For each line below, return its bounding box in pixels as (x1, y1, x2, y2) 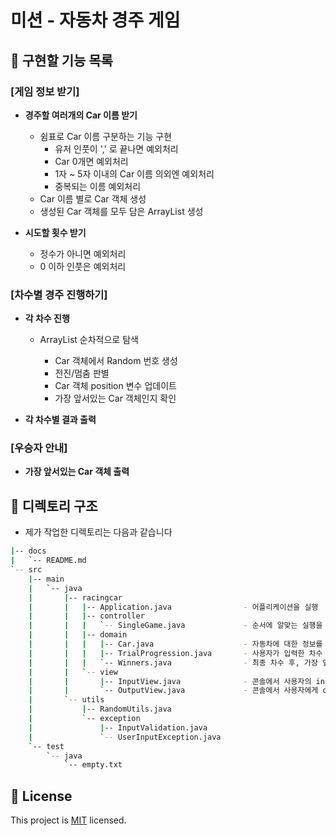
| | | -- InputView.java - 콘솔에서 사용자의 (28, 676, 312, 686)
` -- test (28, 741, 65, 751)
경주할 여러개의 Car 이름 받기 (24, 109, 138, 121)
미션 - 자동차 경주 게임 (10, 9, 181, 32)
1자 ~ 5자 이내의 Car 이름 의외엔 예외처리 (54, 167, 215, 180)
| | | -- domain (28, 630, 128, 640)
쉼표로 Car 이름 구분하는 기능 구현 (39, 130, 173, 142)
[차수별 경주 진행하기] (10, 287, 108, 301)
